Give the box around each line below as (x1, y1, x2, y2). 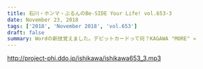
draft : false (7, 29, 45, 36)
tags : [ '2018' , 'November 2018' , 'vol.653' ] (7, 23, 137, 29)
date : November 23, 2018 (7, 16, 79, 23)
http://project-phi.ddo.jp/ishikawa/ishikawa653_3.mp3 (7, 54, 162, 62)
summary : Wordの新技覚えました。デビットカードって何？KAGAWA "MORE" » (7, 36, 197, 42)
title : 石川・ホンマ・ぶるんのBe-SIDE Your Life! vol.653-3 (7, 10, 173, 17)
